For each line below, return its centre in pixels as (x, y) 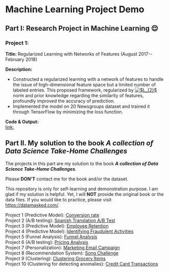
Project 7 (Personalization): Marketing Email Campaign (63, 247)
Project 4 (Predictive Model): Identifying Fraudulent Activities (69, 231)
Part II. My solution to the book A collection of (79, 143)
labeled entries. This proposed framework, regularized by (73, 90)
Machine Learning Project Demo (75, 9)
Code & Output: (22, 122)
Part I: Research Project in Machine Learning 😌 (82, 28)
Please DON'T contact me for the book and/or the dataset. (67, 179)
